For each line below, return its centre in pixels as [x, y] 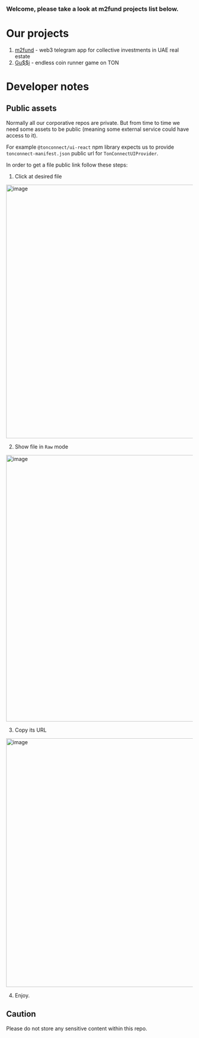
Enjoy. [22, 995]
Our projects [38, 34]
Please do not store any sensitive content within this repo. [77, 1028]
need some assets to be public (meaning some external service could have [98, 129]
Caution [21, 1014]
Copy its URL [31, 730]
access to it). [22, 135]
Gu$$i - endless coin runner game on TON [67, 62]
